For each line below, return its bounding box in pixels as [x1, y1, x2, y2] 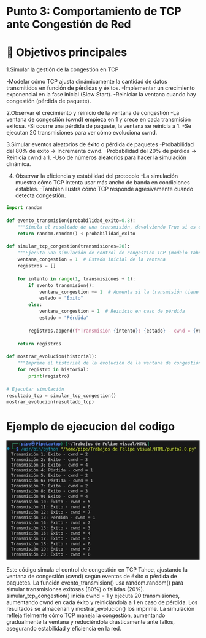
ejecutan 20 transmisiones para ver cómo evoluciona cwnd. [6, 129, 158, 136]
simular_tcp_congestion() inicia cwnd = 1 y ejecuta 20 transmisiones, [6, 592, 180, 600]
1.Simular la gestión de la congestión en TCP [6, 66, 119, 73]
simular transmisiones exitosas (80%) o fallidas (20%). [6, 586, 145, 593]
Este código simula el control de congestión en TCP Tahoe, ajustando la [6, 566, 188, 573]
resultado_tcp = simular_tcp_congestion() [6, 392, 116, 399]
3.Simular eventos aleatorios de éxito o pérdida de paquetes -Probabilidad [6, 141, 194, 148]
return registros [17, 341, 62, 347]
